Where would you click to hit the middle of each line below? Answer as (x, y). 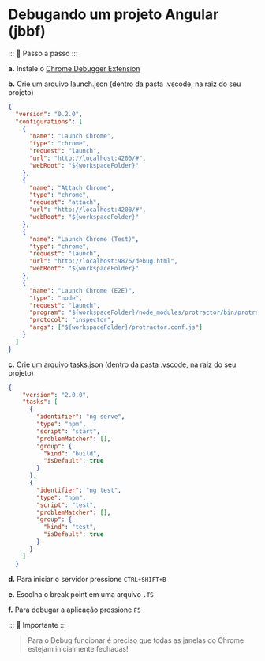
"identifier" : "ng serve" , (81, 417)
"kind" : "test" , (70, 527)
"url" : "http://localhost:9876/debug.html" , (103, 261)
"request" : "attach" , (65, 202)
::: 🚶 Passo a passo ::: (43, 53)
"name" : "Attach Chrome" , (71, 187)
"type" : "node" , (56, 298)
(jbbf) (27, 31)
